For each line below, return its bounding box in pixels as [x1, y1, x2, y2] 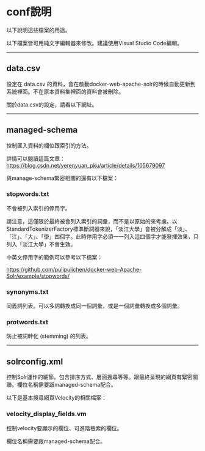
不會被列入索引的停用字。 [6, 204, 71, 212]
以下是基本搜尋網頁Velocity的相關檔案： [6, 394, 107, 401]
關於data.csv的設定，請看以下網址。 [6, 101, 98, 108]
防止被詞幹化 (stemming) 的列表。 [6, 332, 92, 340]
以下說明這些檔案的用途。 [6, 26, 71, 34]
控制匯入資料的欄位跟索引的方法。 [6, 141, 92, 149]
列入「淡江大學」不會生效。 [6, 240, 76, 248]
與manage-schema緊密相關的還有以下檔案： [6, 174, 119, 182]
